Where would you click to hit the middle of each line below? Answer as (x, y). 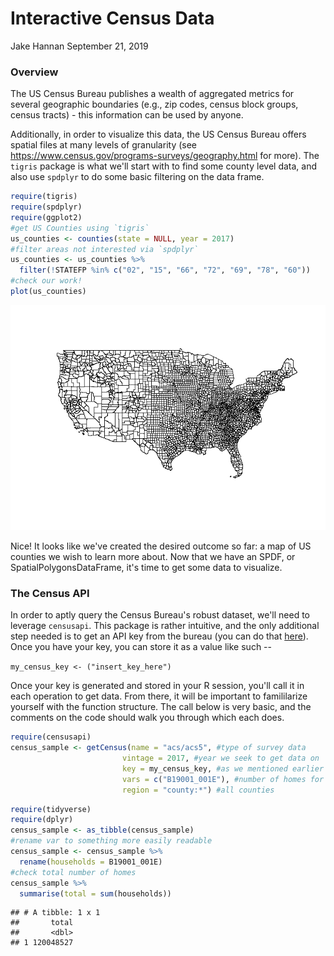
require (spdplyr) (46, 207)
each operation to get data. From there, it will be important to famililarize (159, 696)
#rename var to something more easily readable (111, 841)
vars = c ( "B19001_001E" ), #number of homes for (223, 779)
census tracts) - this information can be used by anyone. (127, 115)
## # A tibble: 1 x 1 (55, 913)
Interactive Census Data (112, 18)
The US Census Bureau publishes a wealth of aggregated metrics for (152, 94)
